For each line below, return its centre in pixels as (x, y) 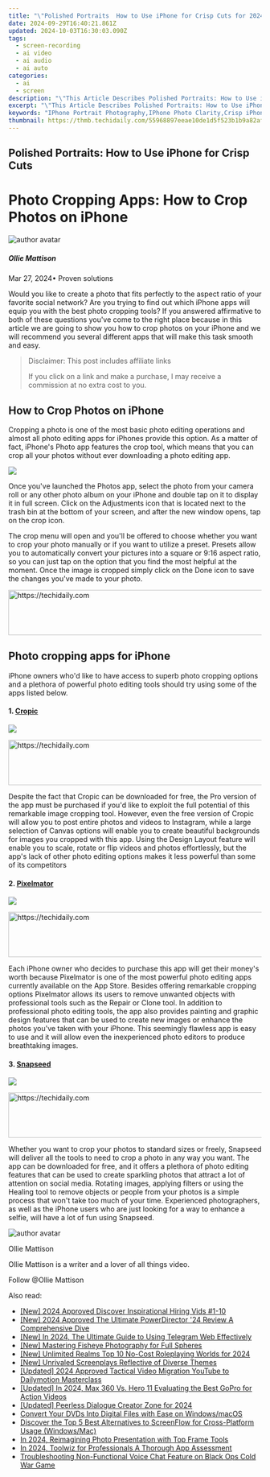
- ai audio (34, 61)
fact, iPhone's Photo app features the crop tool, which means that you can (131, 447)
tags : (17, 38)
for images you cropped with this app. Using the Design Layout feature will (132, 839)
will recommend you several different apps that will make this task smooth (131, 337)
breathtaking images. (43, 1046)
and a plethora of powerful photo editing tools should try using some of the (133, 684)
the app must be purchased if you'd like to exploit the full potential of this (129, 805)
